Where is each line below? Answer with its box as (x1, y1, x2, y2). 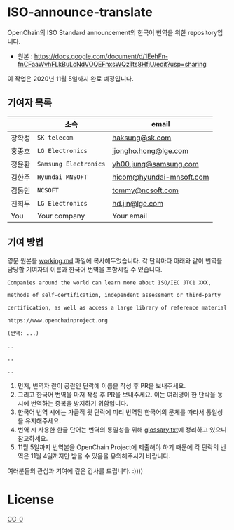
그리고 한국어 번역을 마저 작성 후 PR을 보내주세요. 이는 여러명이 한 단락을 (17, 390, 216, 399)
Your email (111, 211, 147, 220)
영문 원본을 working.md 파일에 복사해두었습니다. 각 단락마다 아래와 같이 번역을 (7, 256, 223, 265)
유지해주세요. (25, 416, 61, 425)
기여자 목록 (7, 97, 53, 109)
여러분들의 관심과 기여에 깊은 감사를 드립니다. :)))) (7, 466, 144, 475)
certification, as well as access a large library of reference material (7, 305, 228, 312)
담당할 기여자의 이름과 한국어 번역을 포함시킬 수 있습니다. (7, 265, 163, 274)
